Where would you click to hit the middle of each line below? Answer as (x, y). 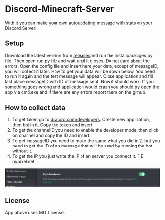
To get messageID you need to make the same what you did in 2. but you (86, 140)
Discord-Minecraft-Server (60, 9)
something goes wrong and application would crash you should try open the (82, 87)
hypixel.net (23, 161)
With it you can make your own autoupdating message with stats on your (79, 23)
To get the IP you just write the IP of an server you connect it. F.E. (78, 156)
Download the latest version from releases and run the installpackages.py (79, 55)
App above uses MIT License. (35, 213)
